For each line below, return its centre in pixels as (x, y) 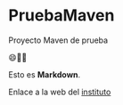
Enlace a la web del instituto (60, 92)
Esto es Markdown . (45, 74)
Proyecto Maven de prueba (58, 40)
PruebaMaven (61, 16)
